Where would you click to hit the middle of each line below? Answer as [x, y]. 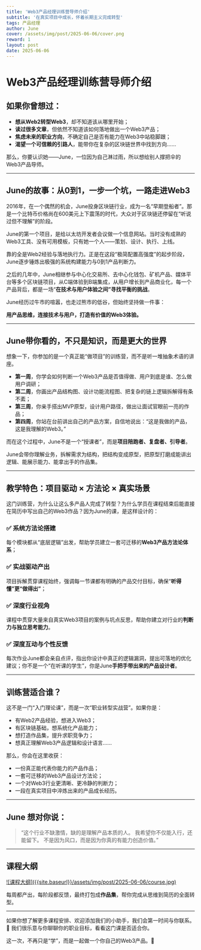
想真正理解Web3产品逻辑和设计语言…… [63, 743]
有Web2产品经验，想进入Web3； [56, 720]
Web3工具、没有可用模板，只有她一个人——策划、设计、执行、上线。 [92, 241]
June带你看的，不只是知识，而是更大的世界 [86, 341]
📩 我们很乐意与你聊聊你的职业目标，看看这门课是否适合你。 [80, 928]
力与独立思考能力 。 [30, 627]
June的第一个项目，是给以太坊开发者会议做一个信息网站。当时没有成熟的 [96, 233]
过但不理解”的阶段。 [31, 221]
